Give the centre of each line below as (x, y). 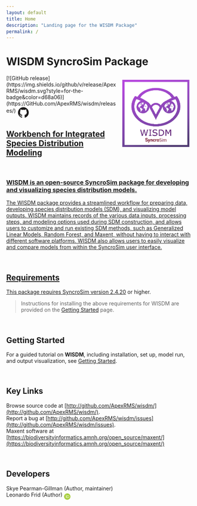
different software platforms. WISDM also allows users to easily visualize (96, 241)
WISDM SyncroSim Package (77, 62)
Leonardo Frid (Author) (34, 495)
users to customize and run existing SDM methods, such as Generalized (95, 228)
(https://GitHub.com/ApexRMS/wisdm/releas (61, 104)
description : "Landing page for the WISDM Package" (72, 25)
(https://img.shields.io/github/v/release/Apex (61, 85)
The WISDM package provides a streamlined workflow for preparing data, (97, 203)
